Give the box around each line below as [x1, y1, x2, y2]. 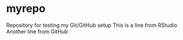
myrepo [6, 2, 46, 16]
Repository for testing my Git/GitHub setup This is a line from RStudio [6, 21, 178, 29]
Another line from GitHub [6, 27, 68, 35]
